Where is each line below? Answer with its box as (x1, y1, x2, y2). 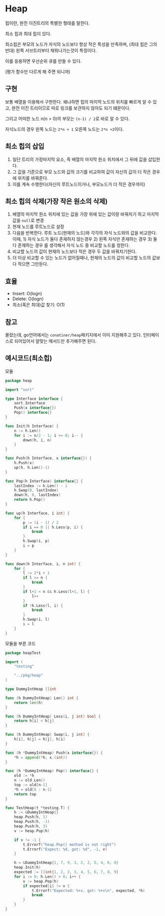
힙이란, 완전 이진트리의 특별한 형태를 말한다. (5, 20, 90, 26)
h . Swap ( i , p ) (23, 539, 50, 544)
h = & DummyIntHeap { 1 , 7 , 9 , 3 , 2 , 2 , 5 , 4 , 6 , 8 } (14, 860, 119, 865)
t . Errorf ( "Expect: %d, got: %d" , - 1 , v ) (23, 847, 108, 852)
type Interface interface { (5, 396, 63, 401)
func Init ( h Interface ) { (5, 424, 58, 429)
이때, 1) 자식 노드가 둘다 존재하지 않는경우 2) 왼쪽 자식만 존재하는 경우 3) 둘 (12, 236, 158, 242)
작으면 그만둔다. (17, 261, 49, 267)
